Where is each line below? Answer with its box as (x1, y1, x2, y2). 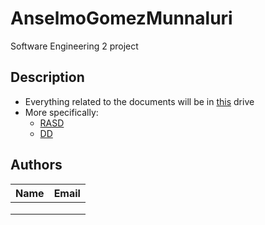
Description (10, 69, 85, 86)
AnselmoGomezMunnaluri (10, 7, 233, 30)
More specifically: (24, 106, 99, 118)
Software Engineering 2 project (10, 40, 139, 52)
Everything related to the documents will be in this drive (24, 95, 255, 107)
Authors (10, 157, 63, 174)
